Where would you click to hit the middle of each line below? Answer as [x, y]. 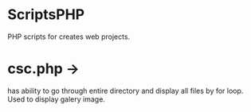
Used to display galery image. [56, 99]
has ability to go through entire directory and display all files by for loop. [125, 91]
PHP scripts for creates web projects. [69, 37]
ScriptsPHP [46, 15]
